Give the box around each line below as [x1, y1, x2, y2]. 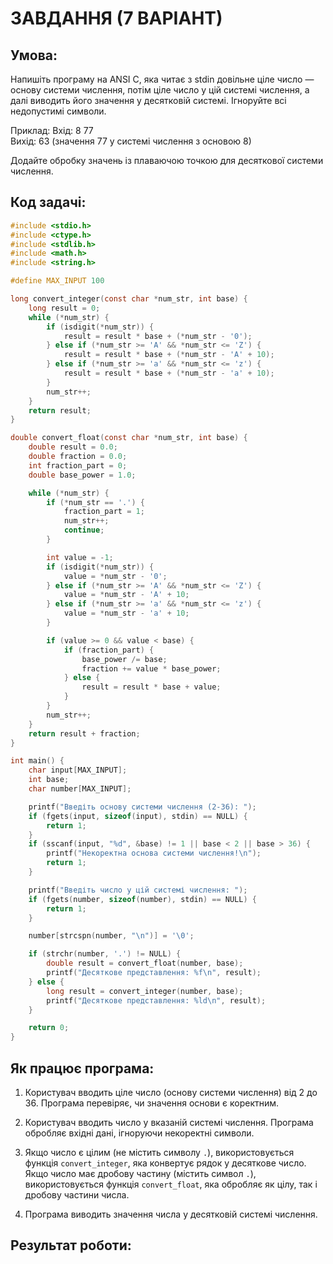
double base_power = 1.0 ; [28, 470, 137, 480]
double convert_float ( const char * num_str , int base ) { [10, 433, 248, 443]
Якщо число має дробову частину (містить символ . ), [24, 1168, 257, 1179]
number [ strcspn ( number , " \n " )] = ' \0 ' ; [28, 931, 195, 941]
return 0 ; [28, 1023, 70, 1033]
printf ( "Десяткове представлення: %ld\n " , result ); [46, 995, 267, 1006]
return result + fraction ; [28, 728, 141, 739]
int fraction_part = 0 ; [28, 460, 128, 471]
